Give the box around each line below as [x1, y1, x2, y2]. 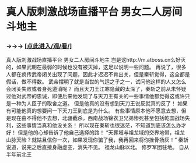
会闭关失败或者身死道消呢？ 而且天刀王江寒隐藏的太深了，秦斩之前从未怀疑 [6, 86, 187, 93]
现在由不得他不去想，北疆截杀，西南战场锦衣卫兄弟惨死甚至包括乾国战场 [10, 115, 185, 122]
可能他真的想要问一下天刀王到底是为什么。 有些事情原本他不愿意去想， [10, 107, 181, 114]
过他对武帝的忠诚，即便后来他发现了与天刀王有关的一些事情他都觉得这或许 [6, 93, 185, 100]
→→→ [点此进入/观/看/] [6, 42, 72, 50]
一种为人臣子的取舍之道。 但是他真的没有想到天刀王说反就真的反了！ [10, 100, 176, 107]
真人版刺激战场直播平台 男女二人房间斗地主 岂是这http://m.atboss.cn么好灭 [6, 56, 186, 63]
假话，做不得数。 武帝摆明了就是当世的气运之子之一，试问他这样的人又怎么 [6, 78, 187, 85]
